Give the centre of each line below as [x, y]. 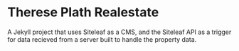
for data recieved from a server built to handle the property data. [102, 39]
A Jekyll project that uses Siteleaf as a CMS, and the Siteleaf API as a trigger [119, 32]
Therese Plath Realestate [83, 12]
